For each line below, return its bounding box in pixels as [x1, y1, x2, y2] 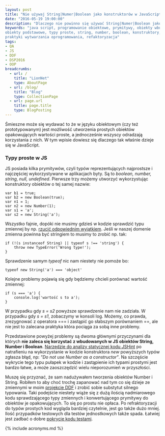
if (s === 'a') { [5, 291, 41, 296]
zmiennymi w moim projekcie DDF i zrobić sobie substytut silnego [5, 384, 138, 391]
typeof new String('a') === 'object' [5, 267, 82, 273]
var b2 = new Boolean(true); [5, 195, 65, 200]
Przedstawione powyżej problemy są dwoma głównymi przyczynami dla [5, 333, 151, 339]
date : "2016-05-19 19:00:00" [5, 16, 65, 21]
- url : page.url [9, 99, 43, 104]
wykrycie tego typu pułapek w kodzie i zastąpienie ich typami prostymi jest [5, 359, 157, 365]
